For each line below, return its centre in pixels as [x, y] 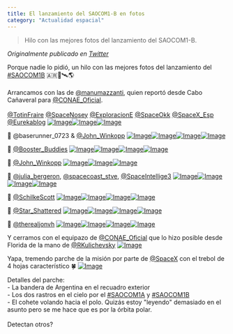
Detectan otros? [30, 324]
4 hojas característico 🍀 [42, 266]
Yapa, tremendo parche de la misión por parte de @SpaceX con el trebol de [116, 258]
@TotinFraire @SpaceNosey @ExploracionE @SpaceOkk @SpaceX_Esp [111, 114]
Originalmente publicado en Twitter [58, 54]
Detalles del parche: [36, 280]
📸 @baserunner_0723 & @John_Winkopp [66, 135]
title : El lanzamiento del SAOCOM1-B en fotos [76, 14]
